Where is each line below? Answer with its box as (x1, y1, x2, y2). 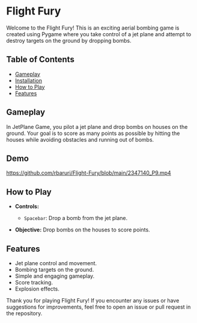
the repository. (6, 310, 43, 317)
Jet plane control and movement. (14, 260, 97, 266)
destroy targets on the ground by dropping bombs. (6, 37, 132, 44)
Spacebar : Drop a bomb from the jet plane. (23, 215, 128, 222)
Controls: (14, 203, 39, 210)
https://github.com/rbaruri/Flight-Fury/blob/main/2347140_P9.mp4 (6, 169, 171, 177)
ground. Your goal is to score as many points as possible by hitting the (6, 130, 180, 137)
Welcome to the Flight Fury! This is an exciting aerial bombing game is (6, 24, 180, 31)
